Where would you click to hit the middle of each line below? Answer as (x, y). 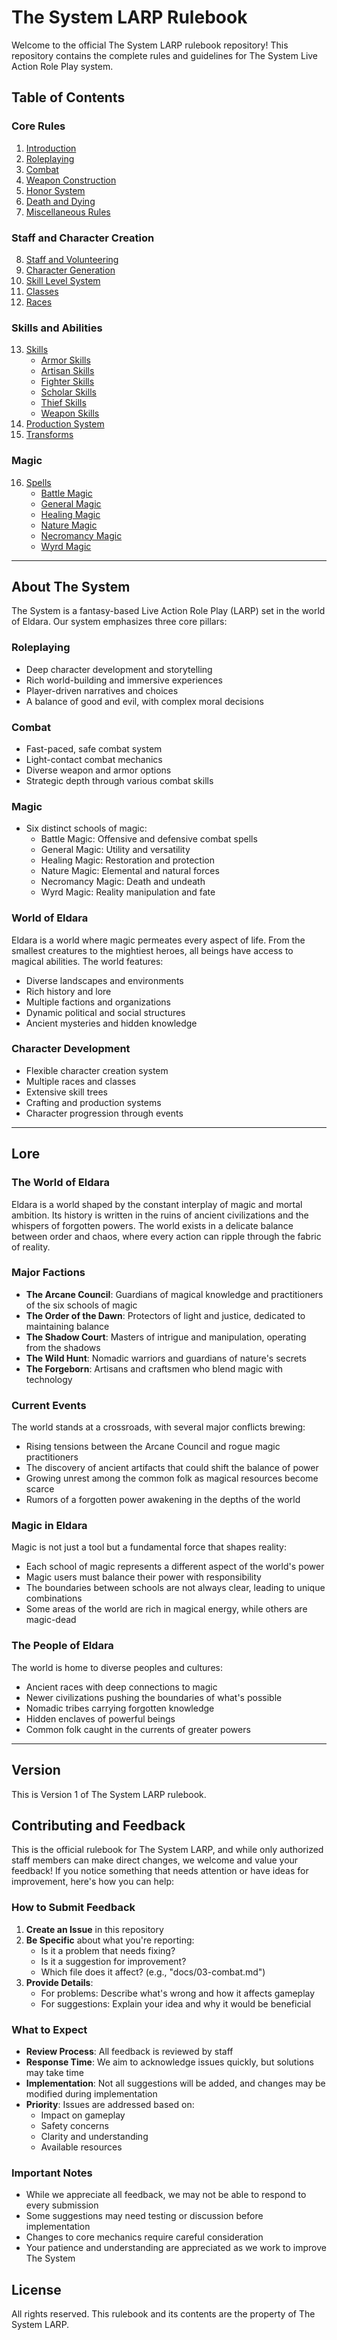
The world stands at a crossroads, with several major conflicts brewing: (158, 1427)
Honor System (55, 190)
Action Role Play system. (62, 66)
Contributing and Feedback (98, 1825)
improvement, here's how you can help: (93, 1882)
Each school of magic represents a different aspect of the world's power (175, 1567)
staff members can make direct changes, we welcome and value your (155, 1860)
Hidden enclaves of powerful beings (100, 1718)
